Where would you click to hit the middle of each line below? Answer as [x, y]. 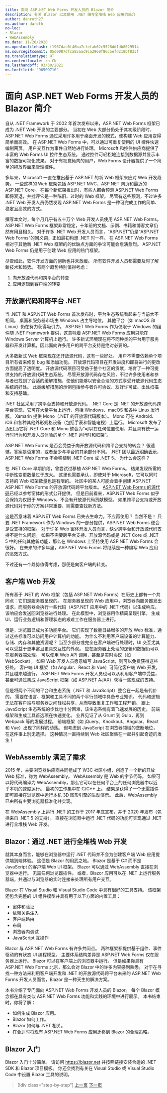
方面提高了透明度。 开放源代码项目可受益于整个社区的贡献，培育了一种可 [80, 368]
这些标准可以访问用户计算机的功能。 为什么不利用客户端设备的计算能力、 [84, 636]
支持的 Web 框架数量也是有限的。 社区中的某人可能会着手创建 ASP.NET [78, 481]
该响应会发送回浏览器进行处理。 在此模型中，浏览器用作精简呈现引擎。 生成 [83, 613]
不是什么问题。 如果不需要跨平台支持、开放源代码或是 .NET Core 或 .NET [84, 535]
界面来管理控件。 [40, 167]
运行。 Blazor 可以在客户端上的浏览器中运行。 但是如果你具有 [81, 961]
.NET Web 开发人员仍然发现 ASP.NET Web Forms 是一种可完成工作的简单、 [82, 202]
